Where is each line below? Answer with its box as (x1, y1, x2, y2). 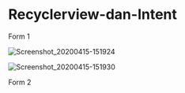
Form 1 (8, 32, 30, 41)
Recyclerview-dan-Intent (8, 6, 178, 24)
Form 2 (8, 77, 32, 87)
